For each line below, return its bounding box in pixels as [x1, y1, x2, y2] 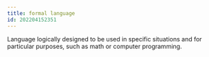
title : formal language [7, 9, 76, 17]
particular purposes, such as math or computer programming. [7, 42, 182, 50]
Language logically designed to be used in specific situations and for [7, 35, 202, 43]
